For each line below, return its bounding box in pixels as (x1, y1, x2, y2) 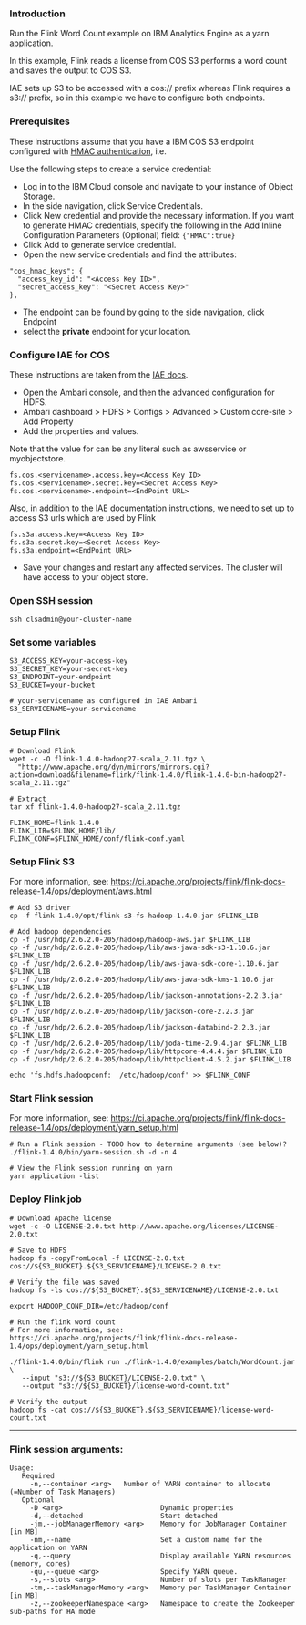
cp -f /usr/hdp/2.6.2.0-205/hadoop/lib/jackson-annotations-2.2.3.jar (9, 991, 283, 1000)
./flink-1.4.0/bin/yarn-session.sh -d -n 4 (9, 1148, 178, 1157)
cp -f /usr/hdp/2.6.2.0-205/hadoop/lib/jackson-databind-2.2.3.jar (9, 1023, 271, 1032)
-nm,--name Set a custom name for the (29, 1535, 262, 1544)
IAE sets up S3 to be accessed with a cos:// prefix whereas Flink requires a (9, 83, 291, 94)
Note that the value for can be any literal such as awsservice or (9, 443, 247, 454)
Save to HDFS (17, 1246, 67, 1255)
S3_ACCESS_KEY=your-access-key (9, 657, 128, 666)
